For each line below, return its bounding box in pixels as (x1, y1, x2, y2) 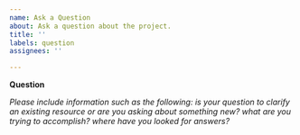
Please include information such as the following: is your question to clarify (9, 96, 291, 108)
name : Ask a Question (9, 13, 91, 22)
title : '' (9, 30, 47, 39)
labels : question (9, 38, 75, 48)
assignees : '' (9, 47, 63, 56)
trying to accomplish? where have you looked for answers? (9, 116, 230, 127)
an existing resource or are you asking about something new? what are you (9, 106, 292, 117)
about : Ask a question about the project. (9, 22, 172, 31)
